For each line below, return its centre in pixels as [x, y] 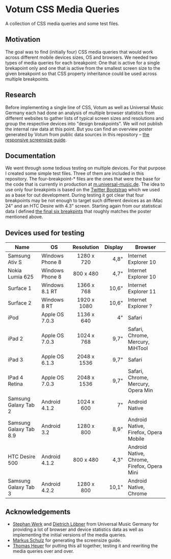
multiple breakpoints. [27, 79]
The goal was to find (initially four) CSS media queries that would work [79, 52]
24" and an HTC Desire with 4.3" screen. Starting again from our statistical [83, 206]
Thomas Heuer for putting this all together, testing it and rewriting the [85, 546]
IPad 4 [16, 377]
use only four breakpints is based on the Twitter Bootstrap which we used [83, 190]
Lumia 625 [21, 277]
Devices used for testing [45, 233]
